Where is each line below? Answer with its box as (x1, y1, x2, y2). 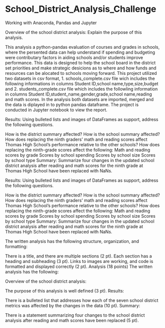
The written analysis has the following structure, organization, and (5, 238, 139, 244)
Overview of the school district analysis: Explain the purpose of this (5, 29, 142, 35)
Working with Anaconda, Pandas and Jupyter (5, 20, 97, 26)
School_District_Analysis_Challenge (5, 3, 157, 15)
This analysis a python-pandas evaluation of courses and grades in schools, (5, 44, 160, 50)
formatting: (5, 243, 28, 249)
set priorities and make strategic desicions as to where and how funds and (5, 65, 157, 71)
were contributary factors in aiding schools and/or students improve (5, 54, 143, 60)
